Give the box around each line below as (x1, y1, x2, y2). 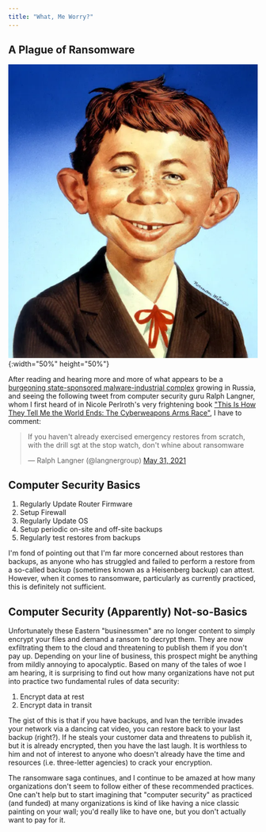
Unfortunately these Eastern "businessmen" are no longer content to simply (8, 626, 256, 635)
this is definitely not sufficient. (8, 582, 107, 592)
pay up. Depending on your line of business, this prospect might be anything (8, 651, 258, 661)
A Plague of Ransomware (8, 44, 135, 57)
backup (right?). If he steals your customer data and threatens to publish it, (8, 733, 253, 742)
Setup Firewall (19, 508, 67, 517)
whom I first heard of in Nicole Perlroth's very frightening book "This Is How (8, 399, 256, 409)
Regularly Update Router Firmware (19, 499, 133, 509)
